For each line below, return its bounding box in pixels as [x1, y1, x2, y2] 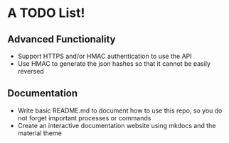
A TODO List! [7, 5, 85, 21]
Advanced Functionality [7, 33, 116, 45]
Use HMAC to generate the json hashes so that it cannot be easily [17, 59, 211, 68]
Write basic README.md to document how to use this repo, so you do [17, 106, 223, 115]
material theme [17, 129, 62, 137]
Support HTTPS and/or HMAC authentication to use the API [17, 52, 192, 60]
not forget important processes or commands [17, 113, 151, 122]
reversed [17, 67, 44, 75]
